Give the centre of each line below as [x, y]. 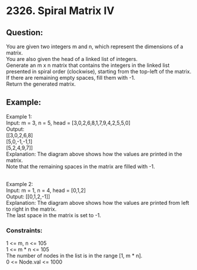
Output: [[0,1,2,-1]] [28, 196]
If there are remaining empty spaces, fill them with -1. [71, 78]
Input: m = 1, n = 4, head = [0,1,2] [46, 190]
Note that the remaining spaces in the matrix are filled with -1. [81, 166]
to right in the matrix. [31, 209]
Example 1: [19, 116]
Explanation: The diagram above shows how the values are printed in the [94, 154]
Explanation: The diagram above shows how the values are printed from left [98, 203]
